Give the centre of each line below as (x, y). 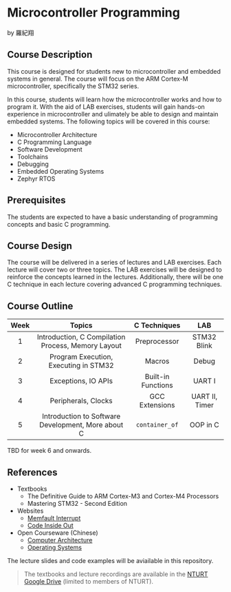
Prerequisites (36, 200)
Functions (157, 385)
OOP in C (204, 425)
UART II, (205, 396)
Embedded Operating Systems (60, 171)
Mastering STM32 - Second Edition (77, 503)
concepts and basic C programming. (59, 224)
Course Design (40, 246)
